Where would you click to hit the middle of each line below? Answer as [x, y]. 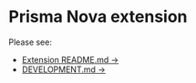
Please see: [30, 42]
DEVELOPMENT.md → [63, 69]
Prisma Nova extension [98, 17]
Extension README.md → [70, 59]
